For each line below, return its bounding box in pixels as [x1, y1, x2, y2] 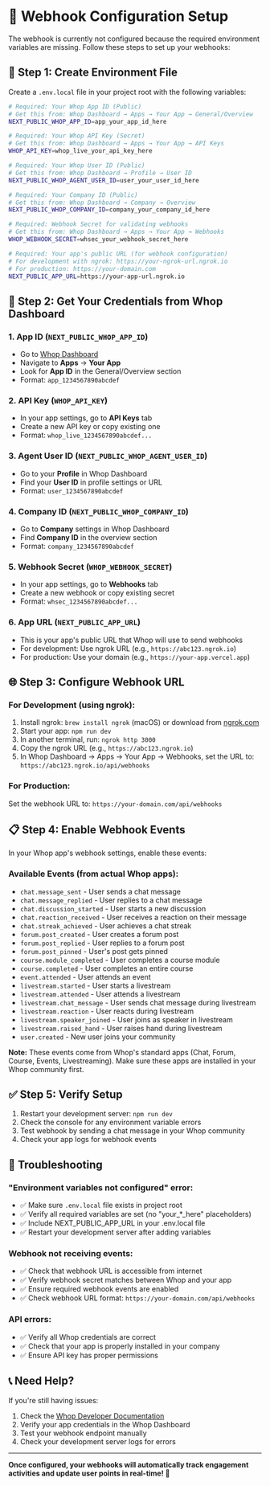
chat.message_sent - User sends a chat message [19, 886, 181, 896]
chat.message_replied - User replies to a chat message [19, 895, 202, 905]
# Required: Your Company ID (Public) [8, 190, 138, 199]
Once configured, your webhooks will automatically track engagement [8, 1459, 249, 1469]
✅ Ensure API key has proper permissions [19, 1350, 158, 1360]
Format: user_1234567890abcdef [19, 485, 124, 495]
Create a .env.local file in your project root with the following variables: [8, 87, 247, 96]
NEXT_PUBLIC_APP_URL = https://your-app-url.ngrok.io [8, 272, 185, 280]
